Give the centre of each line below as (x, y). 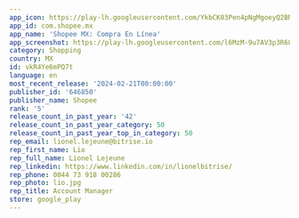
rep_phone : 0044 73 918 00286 (65, 174)
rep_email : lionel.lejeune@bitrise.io (81, 141)
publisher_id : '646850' (53, 92)
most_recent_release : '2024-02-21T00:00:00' (93, 84)
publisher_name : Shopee (53, 100)
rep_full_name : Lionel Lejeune (67, 158)
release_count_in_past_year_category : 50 (87, 125)
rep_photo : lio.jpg (45, 183)
